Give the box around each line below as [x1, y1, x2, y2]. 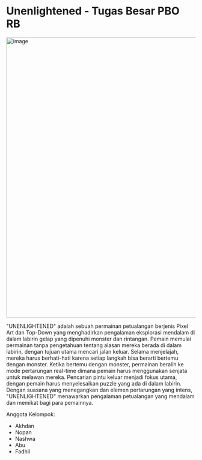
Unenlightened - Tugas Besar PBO [6, 4, 180, 18]
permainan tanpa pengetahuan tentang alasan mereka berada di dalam [6, 341, 182, 349]
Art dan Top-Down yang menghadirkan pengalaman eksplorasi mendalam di [6, 328, 195, 336]
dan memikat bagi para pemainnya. [6, 399, 94, 406]
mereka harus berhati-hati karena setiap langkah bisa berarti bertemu [6, 354, 179, 362]
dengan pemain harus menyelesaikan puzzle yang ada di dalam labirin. [6, 380, 182, 387]
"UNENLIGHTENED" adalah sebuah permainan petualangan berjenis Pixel [6, 322, 188, 330]
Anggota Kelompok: [6, 410, 55, 418]
